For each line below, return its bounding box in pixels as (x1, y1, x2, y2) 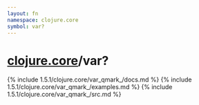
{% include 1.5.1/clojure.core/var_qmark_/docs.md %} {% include (7, 75, 192, 84)
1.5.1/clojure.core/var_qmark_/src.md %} (7, 90, 122, 99)
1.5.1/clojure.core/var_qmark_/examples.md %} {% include (7, 83, 173, 91)
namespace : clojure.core (7, 17, 79, 23)
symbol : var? (7, 23, 45, 30)
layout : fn (7, 10, 39, 17)
